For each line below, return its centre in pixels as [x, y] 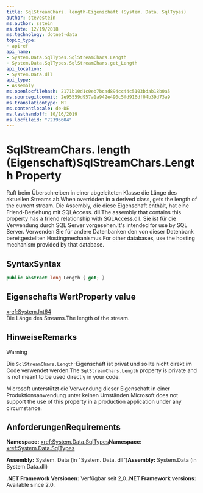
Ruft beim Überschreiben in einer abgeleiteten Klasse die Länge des [92, 193]
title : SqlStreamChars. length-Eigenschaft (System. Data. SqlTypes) [97, 12]
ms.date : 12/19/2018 [33, 29]
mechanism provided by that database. [55, 245]
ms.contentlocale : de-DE [38, 108]
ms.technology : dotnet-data [42, 35]
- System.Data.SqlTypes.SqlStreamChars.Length [66, 57]
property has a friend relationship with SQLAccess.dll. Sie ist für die [91, 219]
